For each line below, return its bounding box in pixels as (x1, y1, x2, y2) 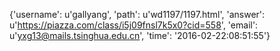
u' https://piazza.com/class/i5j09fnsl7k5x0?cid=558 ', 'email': (9, 19, 259, 31)
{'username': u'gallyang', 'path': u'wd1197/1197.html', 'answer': (9, 9, 266, 20)
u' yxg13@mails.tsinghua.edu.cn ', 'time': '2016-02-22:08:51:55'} (9, 30, 271, 41)
